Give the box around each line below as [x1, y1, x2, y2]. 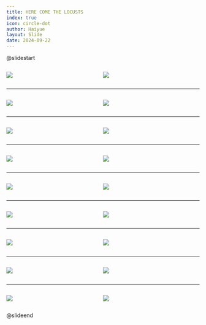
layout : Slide [6, 32, 43, 38]
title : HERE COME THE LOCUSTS [6, 9, 84, 15]
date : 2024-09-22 [6, 37, 51, 43]
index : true [6, 15, 37, 21]
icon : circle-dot [6, 20, 51, 26]
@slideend [6, 312, 34, 319]
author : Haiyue [6, 26, 45, 32]
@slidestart [6, 54, 36, 61]
